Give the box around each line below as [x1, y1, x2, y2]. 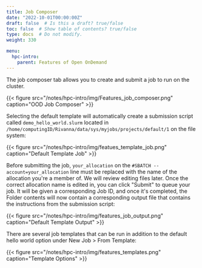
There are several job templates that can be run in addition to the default [6, 230, 187, 237]
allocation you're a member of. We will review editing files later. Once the [6, 174, 189, 182]
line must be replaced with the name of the [70, 168, 178, 175]
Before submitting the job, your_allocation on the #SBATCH [6, 161, 152, 169]
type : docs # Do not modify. [6, 32, 83, 38]
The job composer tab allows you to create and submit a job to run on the [6, 76, 190, 83]
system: [6, 132, 26, 139]
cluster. [6, 82, 25, 90]
